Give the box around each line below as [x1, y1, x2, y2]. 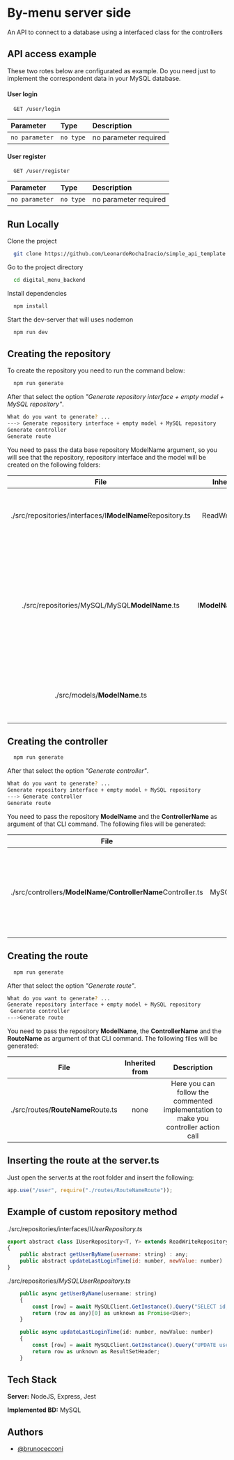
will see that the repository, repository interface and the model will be [7, 453, 207, 461]
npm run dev [13, 329, 49, 336]
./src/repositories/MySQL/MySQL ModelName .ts [22, 600, 180, 610]
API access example [7, 48, 97, 60]
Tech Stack [7, 1374, 57, 1386]
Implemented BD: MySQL [7, 1406, 81, 1414]
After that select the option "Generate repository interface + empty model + [7, 393, 224, 401]
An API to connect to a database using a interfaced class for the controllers [7, 28, 223, 36]
